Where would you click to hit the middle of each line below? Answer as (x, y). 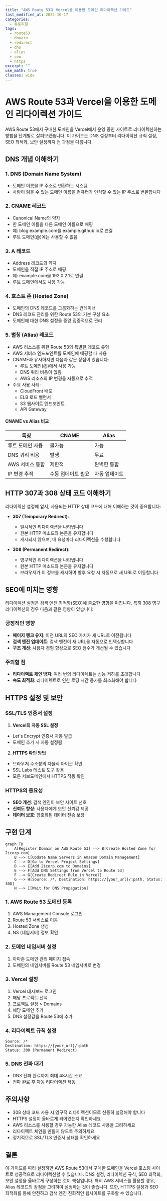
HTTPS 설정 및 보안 (34, 698)
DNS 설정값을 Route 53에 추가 (42, 1016)
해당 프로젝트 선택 (30, 997)
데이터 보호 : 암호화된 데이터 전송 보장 (48, 815)
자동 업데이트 (109, 473)
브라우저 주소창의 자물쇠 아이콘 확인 (47, 763)
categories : (18, 19)
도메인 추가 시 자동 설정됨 (37, 742)
